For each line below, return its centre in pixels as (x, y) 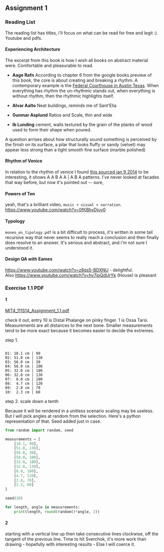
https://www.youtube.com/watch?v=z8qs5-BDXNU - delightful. (69, 270)
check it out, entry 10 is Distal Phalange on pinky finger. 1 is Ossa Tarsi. (77, 320)
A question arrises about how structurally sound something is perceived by (81, 139)
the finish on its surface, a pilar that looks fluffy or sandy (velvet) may (75, 144)
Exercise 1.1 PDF (25, 288)
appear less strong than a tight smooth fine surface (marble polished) (75, 150)
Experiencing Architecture (33, 49)
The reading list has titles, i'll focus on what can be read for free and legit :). (82, 33)
